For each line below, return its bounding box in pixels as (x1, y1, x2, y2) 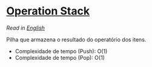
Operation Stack (6, 4, 90, 18)
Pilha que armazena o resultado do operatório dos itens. (6, 36, 147, 43)
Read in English (6, 24, 45, 31)
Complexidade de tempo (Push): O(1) (15, 47, 108, 55)
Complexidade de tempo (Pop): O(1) (15, 54, 105, 61)
